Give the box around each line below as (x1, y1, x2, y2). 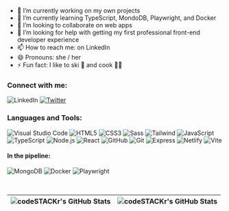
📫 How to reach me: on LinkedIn (16, 43, 110, 51)
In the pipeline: (7, 151, 51, 160)
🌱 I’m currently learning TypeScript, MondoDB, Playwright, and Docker (16, 14, 217, 22)
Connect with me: (7, 80, 68, 90)
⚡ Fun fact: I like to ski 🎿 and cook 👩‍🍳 (16, 61, 123, 69)
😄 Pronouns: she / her (16, 53, 81, 61)
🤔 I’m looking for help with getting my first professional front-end (16, 28, 200, 36)
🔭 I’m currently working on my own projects (16, 7, 141, 14)
